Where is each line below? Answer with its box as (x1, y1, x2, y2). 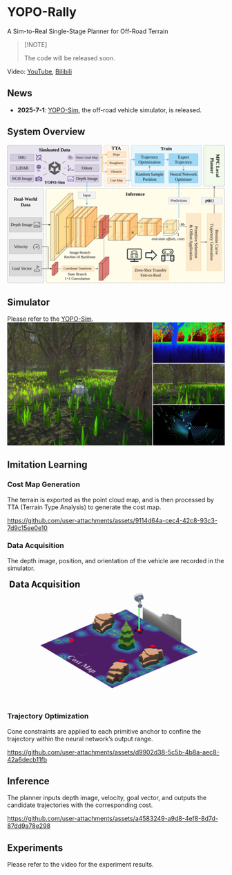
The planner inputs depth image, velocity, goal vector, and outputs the (7, 794, 207, 802)
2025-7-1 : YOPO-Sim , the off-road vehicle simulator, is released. (17, 105, 202, 114)
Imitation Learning (7, 459, 88, 471)
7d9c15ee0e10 (7, 524, 48, 532)
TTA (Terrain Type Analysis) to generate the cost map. (7, 503, 162, 511)
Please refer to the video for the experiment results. (7, 860, 154, 869)
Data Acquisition (7, 541, 64, 551)
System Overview (7, 126, 86, 138)
